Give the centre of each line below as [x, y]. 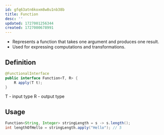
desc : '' [14, 19]
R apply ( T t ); [28, 83]
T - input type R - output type [35, 96]
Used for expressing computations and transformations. [69, 47]
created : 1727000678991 [29, 28]
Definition [20, 62]
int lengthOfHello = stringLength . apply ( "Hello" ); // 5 [63, 128]
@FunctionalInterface [27, 73]
